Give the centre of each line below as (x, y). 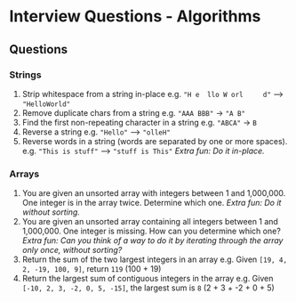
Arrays (24, 174)
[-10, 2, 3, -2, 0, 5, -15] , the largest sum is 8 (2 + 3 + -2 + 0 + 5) (148, 288)
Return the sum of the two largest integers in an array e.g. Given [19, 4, (154, 259)
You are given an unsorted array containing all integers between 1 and (150, 222)
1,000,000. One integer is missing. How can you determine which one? (152, 231)
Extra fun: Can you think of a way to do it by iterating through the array (152, 241)
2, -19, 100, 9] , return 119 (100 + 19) (92, 269)
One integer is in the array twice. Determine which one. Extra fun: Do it (152, 203)
